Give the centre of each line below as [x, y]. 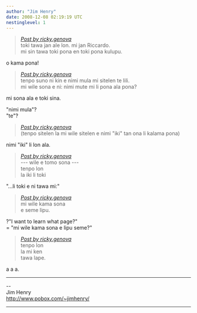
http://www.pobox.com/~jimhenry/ [48, 299]
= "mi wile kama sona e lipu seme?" [49, 228]
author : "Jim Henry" [31, 11]
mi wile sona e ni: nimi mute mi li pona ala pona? [79, 87]
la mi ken [31, 252]
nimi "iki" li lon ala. [28, 145]
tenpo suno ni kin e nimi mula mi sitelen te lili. [75, 80]
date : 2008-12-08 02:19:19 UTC [44, 17]
